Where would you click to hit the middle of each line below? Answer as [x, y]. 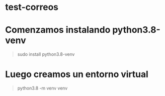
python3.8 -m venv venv [42, 88]
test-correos [32, 7]
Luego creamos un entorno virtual [77, 74]
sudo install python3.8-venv [46, 54]
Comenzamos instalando [58, 30]
